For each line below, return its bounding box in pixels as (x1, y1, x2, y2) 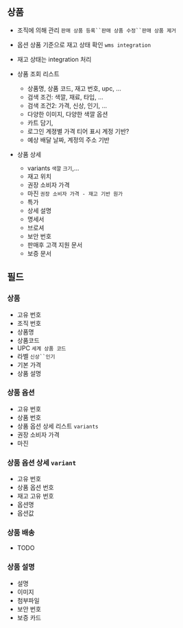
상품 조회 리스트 (16, 69, 60, 77)
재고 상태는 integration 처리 (16, 55, 92, 63)
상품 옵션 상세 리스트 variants (16, 422, 99, 430)
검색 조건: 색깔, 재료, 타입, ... (27, 93, 104, 101)
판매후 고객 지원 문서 (27, 241, 83, 249)
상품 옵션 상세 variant (7, 458, 77, 468)
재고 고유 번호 (16, 492, 54, 500)
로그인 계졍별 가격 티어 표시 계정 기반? (27, 127, 130, 135)
